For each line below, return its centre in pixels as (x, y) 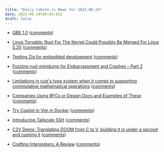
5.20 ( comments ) (30, 48)
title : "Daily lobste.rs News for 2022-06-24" (54, 10)
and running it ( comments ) (39, 135)
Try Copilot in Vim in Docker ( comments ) (53, 110)
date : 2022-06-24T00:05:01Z (34, 14)
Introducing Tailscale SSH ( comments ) (51, 120)
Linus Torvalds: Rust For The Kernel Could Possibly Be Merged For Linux (86, 42)
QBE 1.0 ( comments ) (33, 33)
